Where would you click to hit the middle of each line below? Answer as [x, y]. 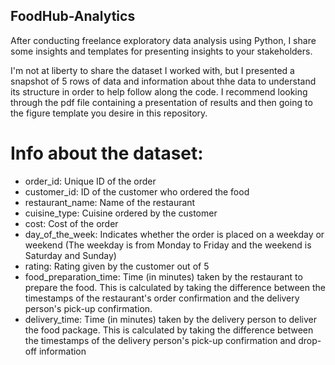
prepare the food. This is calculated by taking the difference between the [175, 287]
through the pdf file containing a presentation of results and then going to [161, 102]
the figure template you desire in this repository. [109, 113]
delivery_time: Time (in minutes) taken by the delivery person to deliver [171, 319]
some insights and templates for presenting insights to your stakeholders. [161, 51]
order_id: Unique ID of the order [90, 181]
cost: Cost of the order [71, 223]
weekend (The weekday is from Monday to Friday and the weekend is [168, 245]
